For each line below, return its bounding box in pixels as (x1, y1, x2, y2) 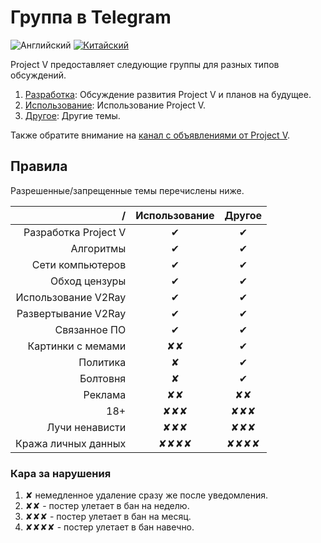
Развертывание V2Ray (16, 306, 127, 320)
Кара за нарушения (10, 466, 112, 480)
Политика (78, 355, 127, 369)
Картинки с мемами (27, 339, 127, 353)
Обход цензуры (50, 274, 127, 288)
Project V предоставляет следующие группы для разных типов (10, 58, 280, 70)
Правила (10, 158, 68, 175)
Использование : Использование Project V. (24, 99, 207, 111)
